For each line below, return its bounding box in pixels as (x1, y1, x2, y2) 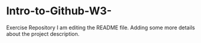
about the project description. (6, 30, 80, 37)
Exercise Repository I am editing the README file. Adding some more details (6, 24, 195, 31)
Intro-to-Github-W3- (6, 4, 112, 18)
